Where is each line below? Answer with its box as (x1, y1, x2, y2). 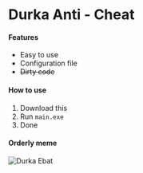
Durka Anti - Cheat (8, 6, 135, 24)
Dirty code (19, 67, 55, 77)
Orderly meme (8, 138, 58, 148)
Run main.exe (19, 112, 64, 121)
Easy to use (19, 50, 58, 60)
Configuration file (19, 58, 77, 69)
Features (8, 32, 38, 41)
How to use (8, 85, 46, 95)
